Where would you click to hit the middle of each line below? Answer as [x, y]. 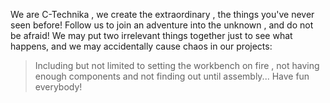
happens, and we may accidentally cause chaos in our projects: [141, 46]
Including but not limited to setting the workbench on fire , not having [177, 65]
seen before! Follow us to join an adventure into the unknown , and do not [162, 25]
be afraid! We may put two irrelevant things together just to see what [151, 35]
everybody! [58, 87]
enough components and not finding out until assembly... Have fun [172, 76]
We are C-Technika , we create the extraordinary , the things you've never [162, 14]
